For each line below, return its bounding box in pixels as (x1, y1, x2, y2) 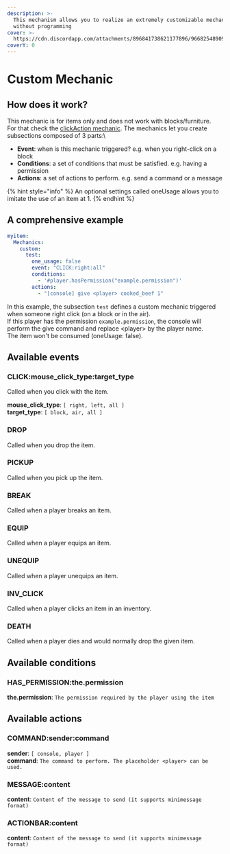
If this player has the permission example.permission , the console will (7, 317, 202, 325)
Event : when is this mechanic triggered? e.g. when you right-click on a (16, 145, 217, 153)
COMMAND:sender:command (7, 733, 110, 743)
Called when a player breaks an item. (7, 506, 112, 514)
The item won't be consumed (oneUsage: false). (7, 331, 144, 340)
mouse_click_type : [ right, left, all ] (7, 401, 125, 409)
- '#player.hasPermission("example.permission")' (37, 277, 183, 284)
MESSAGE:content (7, 779, 71, 789)
